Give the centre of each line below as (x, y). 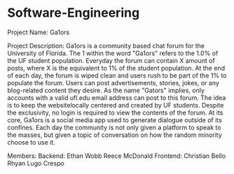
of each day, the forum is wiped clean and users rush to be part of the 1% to (117, 75)
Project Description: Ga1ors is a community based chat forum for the (106, 45)
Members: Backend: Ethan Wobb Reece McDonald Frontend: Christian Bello (117, 156)
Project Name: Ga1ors (39, 32)
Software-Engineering (74, 13)
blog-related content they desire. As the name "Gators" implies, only (106, 90)
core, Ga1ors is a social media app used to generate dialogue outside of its (115, 119)
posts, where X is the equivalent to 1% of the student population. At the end (116, 68)
